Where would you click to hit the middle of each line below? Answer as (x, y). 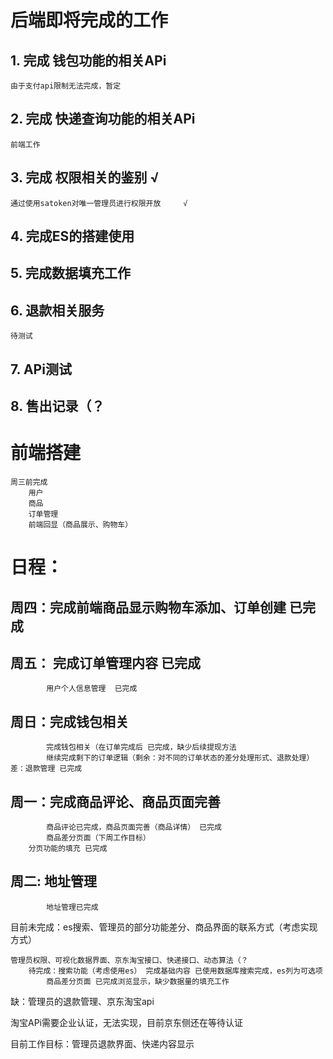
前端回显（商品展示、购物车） (80, 524)
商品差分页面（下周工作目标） (98, 837)
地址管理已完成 (72, 907)
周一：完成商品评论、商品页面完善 (115, 801)
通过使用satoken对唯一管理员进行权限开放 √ (99, 203)
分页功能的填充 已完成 (68, 848)
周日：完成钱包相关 (69, 721)
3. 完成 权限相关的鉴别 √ (85, 177)
